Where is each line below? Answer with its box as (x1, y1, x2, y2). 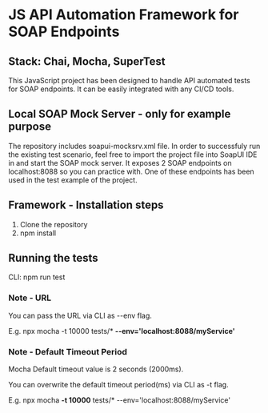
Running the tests (8, 251, 98, 265)
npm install (19, 228, 57, 238)
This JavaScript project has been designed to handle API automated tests (8, 76, 250, 85)
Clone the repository (19, 219, 88, 229)
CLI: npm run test (8, 272, 66, 282)
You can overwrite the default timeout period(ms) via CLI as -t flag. (8, 380, 230, 390)
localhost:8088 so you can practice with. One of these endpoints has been (8, 166, 254, 176)
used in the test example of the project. (8, 174, 138, 185)
